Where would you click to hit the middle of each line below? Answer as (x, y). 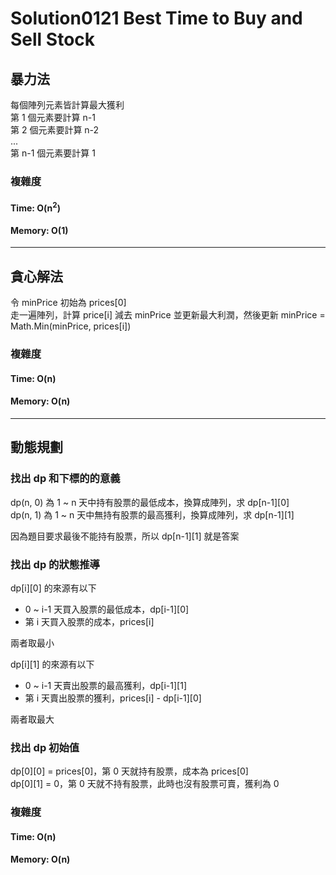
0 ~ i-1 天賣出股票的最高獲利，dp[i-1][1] (106, 685)
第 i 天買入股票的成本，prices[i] (89, 621)
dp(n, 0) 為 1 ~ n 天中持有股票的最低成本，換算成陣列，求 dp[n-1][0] (150, 502)
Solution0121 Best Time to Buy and (156, 18)
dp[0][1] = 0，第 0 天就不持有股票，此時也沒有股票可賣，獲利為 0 (145, 784)
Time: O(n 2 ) (35, 207)
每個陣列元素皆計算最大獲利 (67, 105)
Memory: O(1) (39, 230)
